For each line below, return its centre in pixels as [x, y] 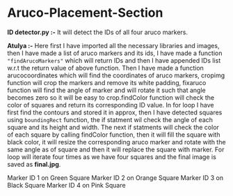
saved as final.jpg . [34, 164]
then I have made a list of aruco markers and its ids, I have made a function [115, 53]
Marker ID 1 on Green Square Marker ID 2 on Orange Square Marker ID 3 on [115, 178]
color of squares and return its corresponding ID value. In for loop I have [111, 105]
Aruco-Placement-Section [85, 13]
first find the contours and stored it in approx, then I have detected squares [115, 112]
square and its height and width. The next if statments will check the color [113, 127]
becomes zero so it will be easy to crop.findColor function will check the [111, 97]
